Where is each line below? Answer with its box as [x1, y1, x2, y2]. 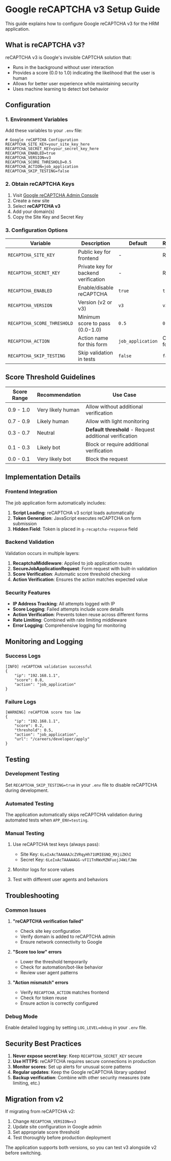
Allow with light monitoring [85, 418, 149, 425]
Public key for [78, 249, 111, 256]
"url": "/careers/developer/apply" [14, 737, 90, 742]
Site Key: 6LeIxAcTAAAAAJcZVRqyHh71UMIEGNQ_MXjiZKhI [20, 851, 131, 857]
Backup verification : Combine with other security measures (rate [12, 1075, 150, 1081]
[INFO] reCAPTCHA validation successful [5, 664, 93, 669]
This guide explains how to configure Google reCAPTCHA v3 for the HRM [5, 20, 159, 27]
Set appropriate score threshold [12, 1129, 80, 1135]
